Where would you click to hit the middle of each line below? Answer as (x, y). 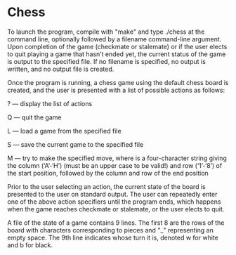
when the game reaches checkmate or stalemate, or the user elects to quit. (116, 209)
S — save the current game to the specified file (76, 144)
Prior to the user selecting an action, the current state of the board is (106, 186)
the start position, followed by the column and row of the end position (108, 173)
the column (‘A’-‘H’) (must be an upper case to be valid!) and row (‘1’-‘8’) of (115, 165)
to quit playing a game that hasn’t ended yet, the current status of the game (117, 54)
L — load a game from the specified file (64, 131)
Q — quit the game (34, 117)
